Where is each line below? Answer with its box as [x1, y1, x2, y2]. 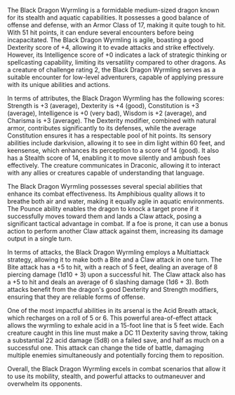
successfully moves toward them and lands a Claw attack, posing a [7, 212, 202, 220]
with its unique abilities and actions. [7, 81, 111, 88]
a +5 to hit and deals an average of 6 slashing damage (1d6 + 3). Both [7, 278, 209, 286]
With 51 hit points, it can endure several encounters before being [7, 28, 194, 36]
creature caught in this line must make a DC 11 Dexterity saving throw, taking [7, 329, 228, 337]
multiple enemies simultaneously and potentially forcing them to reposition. [7, 351, 224, 359]
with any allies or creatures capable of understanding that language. [7, 168, 205, 177]
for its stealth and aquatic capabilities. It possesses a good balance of [7, 13, 209, 22]
